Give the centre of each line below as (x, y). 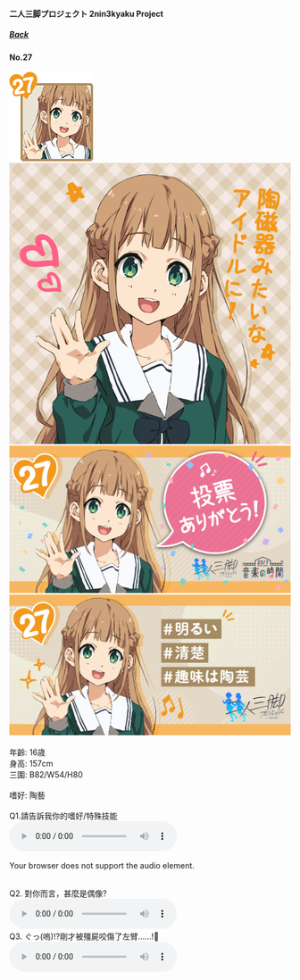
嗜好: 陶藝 (27, 795)
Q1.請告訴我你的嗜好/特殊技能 (63, 816)
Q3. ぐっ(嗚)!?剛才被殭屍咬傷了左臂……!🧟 (84, 936)
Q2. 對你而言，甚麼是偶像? (58, 893)
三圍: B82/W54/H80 (46, 775)
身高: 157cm (31, 764)
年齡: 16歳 (28, 752)
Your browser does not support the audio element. (102, 866)
